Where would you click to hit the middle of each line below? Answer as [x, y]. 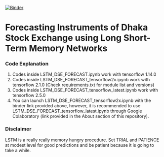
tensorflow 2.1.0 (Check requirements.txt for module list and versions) [83, 85]
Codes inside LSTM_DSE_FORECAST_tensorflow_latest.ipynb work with [85, 90]
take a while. [18, 150]
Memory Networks [68, 48]
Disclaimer [18, 129]
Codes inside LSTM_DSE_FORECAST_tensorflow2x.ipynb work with [81, 80]
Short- [137, 38]
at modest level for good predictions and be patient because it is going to [80, 145]
